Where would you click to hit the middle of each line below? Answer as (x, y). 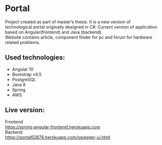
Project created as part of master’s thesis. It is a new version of (68, 22)
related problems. (22, 42)
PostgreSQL (24, 79)
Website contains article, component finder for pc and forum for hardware (79, 37)
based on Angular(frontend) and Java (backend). (54, 32)
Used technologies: (35, 58)
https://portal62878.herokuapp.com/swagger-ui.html (58, 137)
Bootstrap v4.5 (27, 74)
